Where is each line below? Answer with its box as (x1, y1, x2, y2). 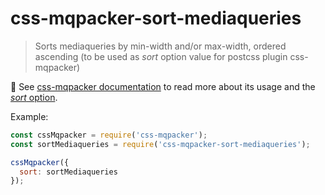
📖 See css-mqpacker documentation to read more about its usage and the (10, 80, 316, 92)
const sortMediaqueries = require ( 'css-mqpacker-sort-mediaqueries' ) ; (10, 139, 311, 149)
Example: (10, 110, 49, 122)
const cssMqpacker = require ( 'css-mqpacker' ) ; (10, 130, 208, 140)
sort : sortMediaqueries (19, 167, 118, 177)
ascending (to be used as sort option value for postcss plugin (34, 50, 288, 62)
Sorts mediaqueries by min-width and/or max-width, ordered (34, 40, 287, 52)
